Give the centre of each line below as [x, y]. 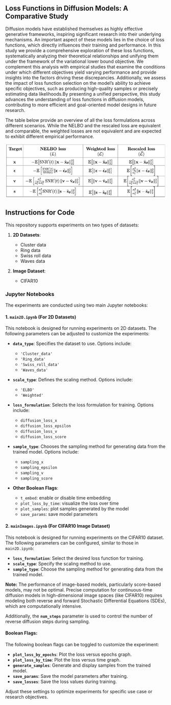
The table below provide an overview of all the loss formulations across [80, 120]
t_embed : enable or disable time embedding [65, 498]
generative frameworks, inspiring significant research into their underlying [83, 34]
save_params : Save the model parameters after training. [70, 676]
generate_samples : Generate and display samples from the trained [82, 665]
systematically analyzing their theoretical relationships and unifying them [82, 56]
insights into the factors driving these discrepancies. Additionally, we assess [86, 77]
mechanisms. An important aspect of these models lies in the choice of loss [85, 39]
